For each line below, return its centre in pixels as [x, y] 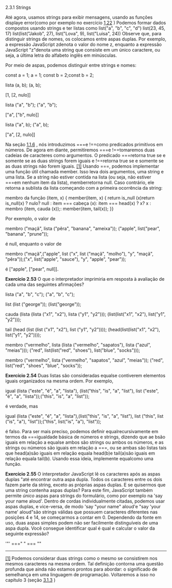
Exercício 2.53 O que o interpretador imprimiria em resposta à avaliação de [85, 279]
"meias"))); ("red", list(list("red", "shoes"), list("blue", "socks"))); [73, 350]
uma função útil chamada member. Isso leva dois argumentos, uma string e [84, 172]
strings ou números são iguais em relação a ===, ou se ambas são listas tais [86, 448]
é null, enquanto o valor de [34, 244]
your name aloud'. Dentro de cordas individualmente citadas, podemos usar [85, 501]
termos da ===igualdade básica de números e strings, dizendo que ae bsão [85, 437]
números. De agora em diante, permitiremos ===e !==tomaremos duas [80, 150]
